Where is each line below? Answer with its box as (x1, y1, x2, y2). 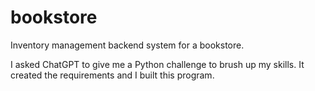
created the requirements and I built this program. (10, 69, 215, 81)
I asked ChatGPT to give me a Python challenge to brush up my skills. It (10, 58, 305, 70)
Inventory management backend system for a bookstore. (10, 39, 245, 51)
